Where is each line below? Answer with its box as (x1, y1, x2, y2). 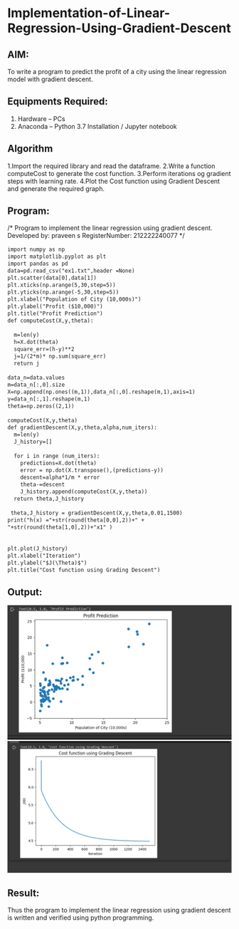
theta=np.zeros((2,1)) (7, 403, 75, 410)
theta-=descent (20, 481, 65, 489)
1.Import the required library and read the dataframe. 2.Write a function (7, 162, 216, 170)
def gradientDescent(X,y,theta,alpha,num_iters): (7, 424, 158, 432)
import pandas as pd (7, 260, 69, 268)
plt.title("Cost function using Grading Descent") (7, 566, 161, 574)
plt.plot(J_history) (7, 545, 69, 553)
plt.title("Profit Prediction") (7, 310, 103, 318)
